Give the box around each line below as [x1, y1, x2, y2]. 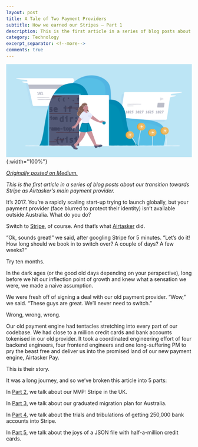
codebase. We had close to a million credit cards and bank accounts [6, 328, 172, 336]
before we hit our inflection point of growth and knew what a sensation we [6, 275, 187, 283]
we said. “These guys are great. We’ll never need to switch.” [6, 299, 152, 306]
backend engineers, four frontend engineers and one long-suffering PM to [6, 341, 187, 348]
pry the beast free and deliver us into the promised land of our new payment [6, 347, 192, 354]
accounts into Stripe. [6, 417, 57, 425]
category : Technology [6, 34, 60, 41]
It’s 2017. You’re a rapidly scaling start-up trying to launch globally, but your [6, 198, 189, 205]
